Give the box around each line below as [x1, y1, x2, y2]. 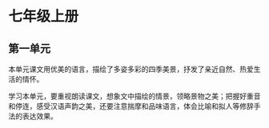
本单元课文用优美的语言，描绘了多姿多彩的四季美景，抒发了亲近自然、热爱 [8, 65, 254, 74]
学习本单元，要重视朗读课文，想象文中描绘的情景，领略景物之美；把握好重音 [8, 91, 261, 101]
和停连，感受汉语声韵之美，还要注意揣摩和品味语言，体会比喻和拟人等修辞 [8, 102, 254, 110]
